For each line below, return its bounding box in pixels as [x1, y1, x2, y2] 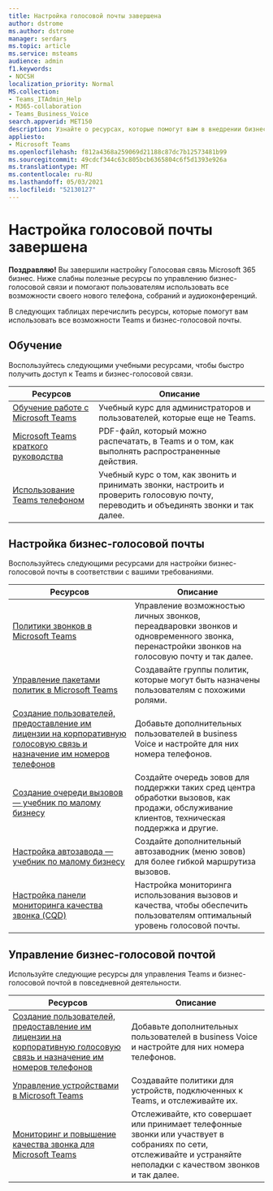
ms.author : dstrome [8, 27, 75, 35]
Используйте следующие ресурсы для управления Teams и [8, 969, 217, 979]
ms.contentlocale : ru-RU [8, 171, 93, 179]
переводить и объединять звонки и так [98, 499, 254, 510]
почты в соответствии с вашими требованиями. [46, 567, 214, 577]
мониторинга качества [12, 899, 103, 911]
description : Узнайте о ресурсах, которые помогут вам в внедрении [8, 125, 242, 133]
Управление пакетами [12, 674, 101, 686]
